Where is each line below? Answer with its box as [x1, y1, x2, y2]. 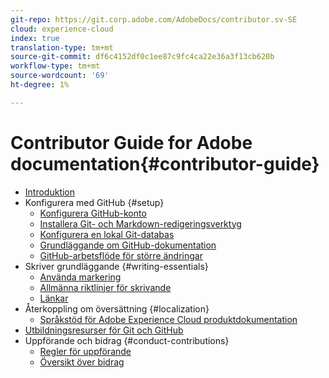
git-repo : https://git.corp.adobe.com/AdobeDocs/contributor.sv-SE [10, 14, 298, 25]
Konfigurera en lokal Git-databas [39, 228, 175, 240]
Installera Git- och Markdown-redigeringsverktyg [39, 217, 242, 230]
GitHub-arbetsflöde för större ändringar [39, 249, 203, 261]
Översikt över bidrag [39, 356, 125, 368]
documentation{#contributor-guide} [10, 152, 320, 175]
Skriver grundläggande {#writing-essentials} [24, 260, 209, 272]
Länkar [39, 292, 69, 304]
